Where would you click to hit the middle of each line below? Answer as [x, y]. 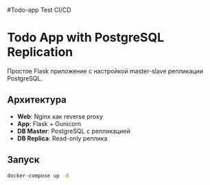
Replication [40, 52]
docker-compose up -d [38, 175]
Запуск [23, 160]
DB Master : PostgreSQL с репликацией [73, 131]
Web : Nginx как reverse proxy [60, 116]
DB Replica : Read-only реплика [62, 138]
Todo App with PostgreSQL [86, 38]
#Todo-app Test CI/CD [39, 10]
